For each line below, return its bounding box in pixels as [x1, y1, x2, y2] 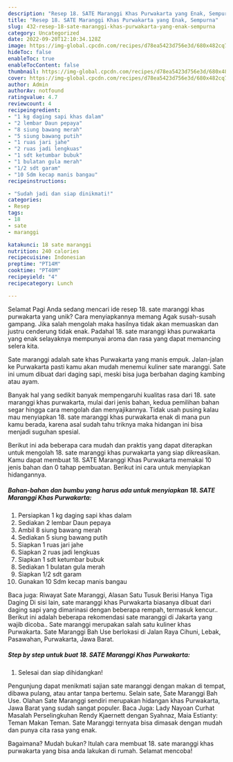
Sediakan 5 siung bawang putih [17, 533, 108, 541]
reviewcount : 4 [8, 100, 52, 107]
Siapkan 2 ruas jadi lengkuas [17, 548, 100, 556]
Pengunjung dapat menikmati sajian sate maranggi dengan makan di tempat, [8, 682, 226, 690]
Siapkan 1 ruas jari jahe [17, 540, 84, 549]
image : [8, 42, 27, 49]
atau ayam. [8, 377, 40, 385]
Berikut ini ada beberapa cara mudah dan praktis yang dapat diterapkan [8, 441, 213, 449]
